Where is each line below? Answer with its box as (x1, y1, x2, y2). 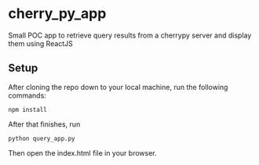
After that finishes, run (8, 119, 81, 129)
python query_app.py (8, 135, 76, 142)
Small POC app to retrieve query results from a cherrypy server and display (8, 30, 252, 40)
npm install (8, 106, 47, 113)
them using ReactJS (8, 38, 73, 48)
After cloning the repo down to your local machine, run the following (8, 82, 228, 91)
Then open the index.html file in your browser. (8, 148, 157, 157)
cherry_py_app (8, 5, 107, 23)
